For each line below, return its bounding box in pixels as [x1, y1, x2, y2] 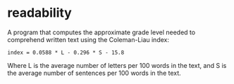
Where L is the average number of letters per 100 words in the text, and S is [7, 61, 227, 69]
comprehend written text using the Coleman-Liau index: [7, 35, 169, 43]
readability [7, 5, 72, 21]
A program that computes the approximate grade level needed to [7, 28, 196, 36]
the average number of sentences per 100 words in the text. [7, 69, 181, 77]
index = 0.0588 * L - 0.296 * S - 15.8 [7, 49, 125, 56]
